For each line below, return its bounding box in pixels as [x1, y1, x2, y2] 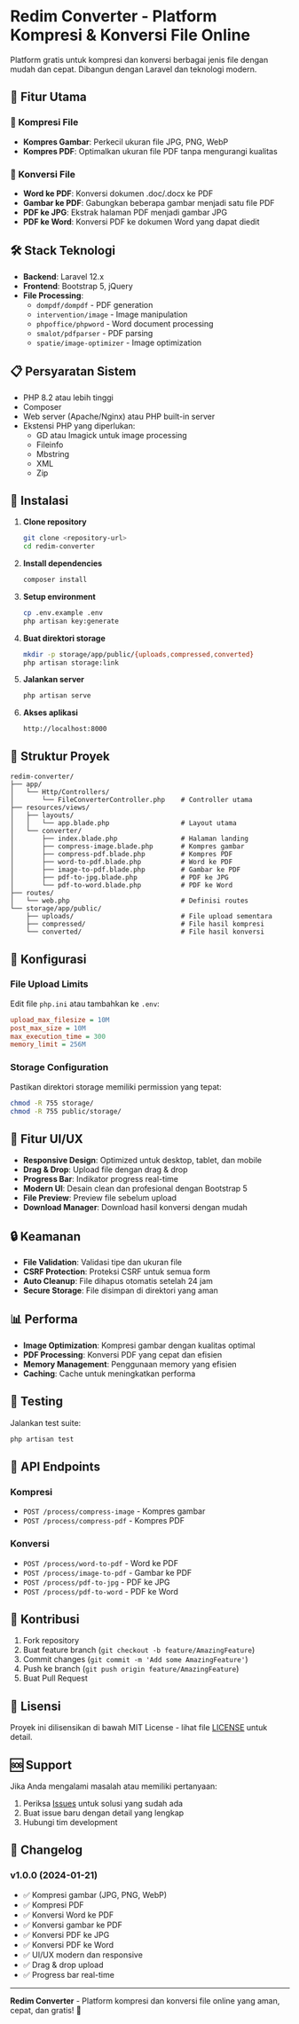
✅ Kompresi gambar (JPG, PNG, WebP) [22, 1889, 168, 1900]
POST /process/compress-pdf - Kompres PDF [22, 1516, 185, 1526]
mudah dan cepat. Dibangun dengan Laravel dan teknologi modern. [10, 64, 257, 75]
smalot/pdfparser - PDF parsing [35, 327, 153, 338]
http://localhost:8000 [22, 725, 107, 734]
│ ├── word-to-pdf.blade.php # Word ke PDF [10, 858, 233, 867]
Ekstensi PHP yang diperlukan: [22, 420, 136, 431]
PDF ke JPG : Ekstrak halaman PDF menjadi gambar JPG [22, 207, 228, 217]
